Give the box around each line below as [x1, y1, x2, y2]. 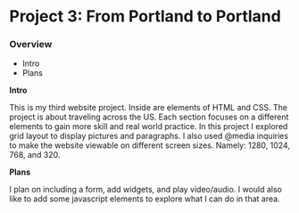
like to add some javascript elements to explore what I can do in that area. [9, 193, 280, 204]
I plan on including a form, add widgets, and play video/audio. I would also [9, 184, 283, 195]
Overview [9, 38, 53, 51]
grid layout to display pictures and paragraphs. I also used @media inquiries [9, 131, 288, 142]
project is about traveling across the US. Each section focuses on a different [9, 111, 289, 122]
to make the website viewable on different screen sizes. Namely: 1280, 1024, [9, 140, 290, 151]
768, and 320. [9, 150, 61, 160]
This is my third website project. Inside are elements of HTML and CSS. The [9, 102, 288, 113]
